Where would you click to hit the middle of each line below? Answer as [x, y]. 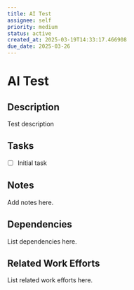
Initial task [32, 163]
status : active [29, 33]
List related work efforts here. [50, 280]
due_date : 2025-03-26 [39, 46]
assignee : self [29, 20]
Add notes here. [31, 202]
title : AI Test [29, 14]
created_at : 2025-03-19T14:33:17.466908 [67, 40]
